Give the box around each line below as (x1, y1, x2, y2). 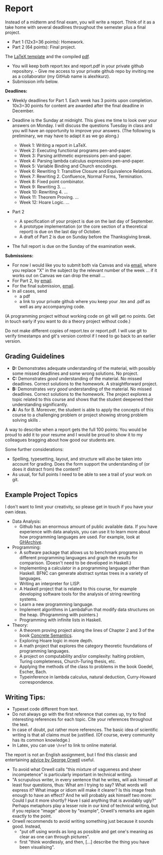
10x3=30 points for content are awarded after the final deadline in (12, 102, 145, 108)
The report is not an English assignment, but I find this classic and (5, 752, 137, 758)
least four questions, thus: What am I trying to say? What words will (12, 782, 147, 788)
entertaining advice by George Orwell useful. (5, 757, 95, 763)
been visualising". (19, 844, 55, 850)
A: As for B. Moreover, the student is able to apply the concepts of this (12, 407, 154, 412)
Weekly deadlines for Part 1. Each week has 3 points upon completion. (12, 97, 153, 103)
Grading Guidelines (5, 352, 65, 361)
